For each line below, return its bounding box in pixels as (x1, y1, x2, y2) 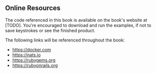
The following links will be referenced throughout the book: (5, 37, 125, 43)
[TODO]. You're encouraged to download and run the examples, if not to (5, 22, 152, 28)
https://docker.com (12, 46, 51, 52)
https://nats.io (12, 52, 41, 58)
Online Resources (5, 4, 61, 12)
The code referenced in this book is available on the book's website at (5, 17, 148, 23)
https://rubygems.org (12, 57, 56, 63)
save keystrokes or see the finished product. (5, 27, 95, 34)
